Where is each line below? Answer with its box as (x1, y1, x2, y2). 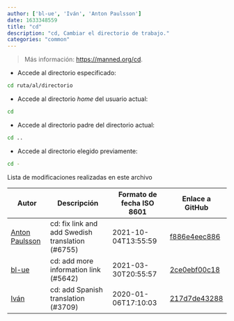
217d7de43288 (169, 293, 224, 303)
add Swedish (49, 227, 93, 237)
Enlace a (182, 194, 211, 203)
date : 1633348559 (7, 17, 58, 24)
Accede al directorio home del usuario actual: (17, 95, 148, 103)
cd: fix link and (49, 219, 98, 228)
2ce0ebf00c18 (169, 265, 221, 274)
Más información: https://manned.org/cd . (24, 55, 143, 63)
